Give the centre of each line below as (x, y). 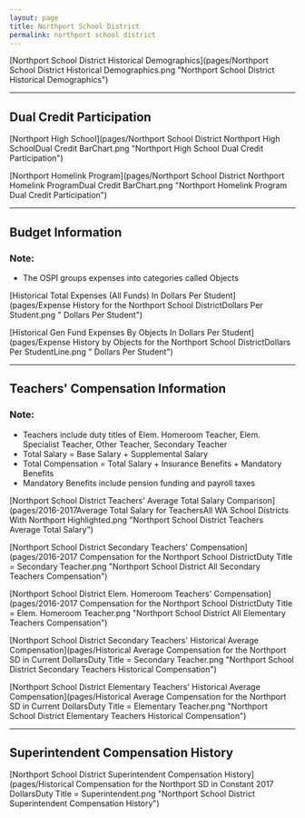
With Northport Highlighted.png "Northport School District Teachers (137, 520)
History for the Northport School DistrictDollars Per (167, 304)
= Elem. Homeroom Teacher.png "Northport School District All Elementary (148, 613)
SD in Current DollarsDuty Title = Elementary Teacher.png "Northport (138, 706)
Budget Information (66, 232)
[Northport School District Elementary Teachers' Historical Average (135, 686)
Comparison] (251, 500)
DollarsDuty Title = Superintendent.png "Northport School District (133, 794)
